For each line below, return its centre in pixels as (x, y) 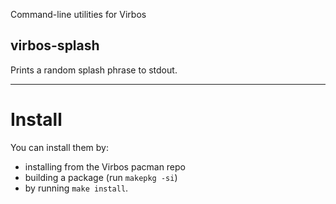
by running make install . (76, 188)
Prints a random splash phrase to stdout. (94, 70)
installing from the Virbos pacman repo (105, 166)
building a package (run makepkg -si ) (101, 177)
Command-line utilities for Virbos (78, 14)
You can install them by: (59, 147)
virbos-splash (55, 45)
